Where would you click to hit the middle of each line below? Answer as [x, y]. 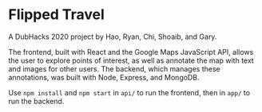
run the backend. [36, 101]
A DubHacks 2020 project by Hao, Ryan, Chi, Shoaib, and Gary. [113, 37]
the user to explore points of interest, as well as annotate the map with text [131, 60]
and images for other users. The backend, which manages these [115, 68]
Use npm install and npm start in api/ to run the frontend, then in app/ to [129, 92]
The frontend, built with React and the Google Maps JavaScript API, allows [131, 52]
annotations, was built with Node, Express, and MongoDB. [104, 77]
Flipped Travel [57, 15]
